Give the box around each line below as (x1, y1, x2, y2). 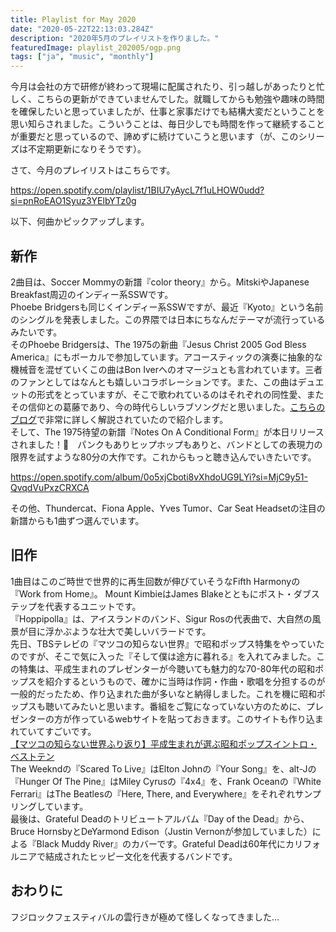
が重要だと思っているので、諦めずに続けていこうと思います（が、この (10, 131, 299, 143)
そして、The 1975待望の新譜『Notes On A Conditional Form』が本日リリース (10, 426, 325, 438)
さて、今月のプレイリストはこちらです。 (10, 164, 176, 176)
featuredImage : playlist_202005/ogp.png (10, 42, 182, 53)
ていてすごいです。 (18, 725, 97, 737)
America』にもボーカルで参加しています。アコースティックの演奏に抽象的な (10, 351, 323, 363)
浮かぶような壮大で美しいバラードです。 (44, 625, 212, 637)
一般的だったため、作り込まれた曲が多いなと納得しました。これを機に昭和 (10, 687, 317, 700)
